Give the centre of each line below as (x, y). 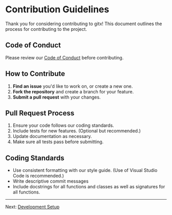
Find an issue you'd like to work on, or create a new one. (73, 86)
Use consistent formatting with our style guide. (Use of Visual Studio (85, 170)
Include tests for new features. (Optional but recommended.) (77, 131)
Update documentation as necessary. (52, 136)
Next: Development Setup (33, 207)
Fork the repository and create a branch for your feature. (73, 91)
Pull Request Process (40, 113)
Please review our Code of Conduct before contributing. (64, 57)
